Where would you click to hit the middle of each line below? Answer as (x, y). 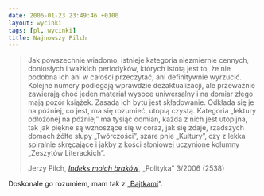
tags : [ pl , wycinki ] (43, 30)
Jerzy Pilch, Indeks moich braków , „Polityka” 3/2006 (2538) (126, 168)
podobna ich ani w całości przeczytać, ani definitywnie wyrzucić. (135, 77)
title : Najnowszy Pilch (48, 38)
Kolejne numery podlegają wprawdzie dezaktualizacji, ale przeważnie (142, 86)
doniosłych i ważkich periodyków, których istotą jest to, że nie (129, 69)
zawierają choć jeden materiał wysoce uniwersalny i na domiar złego (140, 94)
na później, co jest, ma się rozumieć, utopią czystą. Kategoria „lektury (142, 111)
